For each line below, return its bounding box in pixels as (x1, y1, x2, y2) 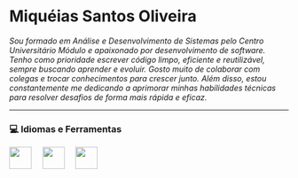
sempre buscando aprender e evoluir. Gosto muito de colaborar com (9, 64, 261, 74)
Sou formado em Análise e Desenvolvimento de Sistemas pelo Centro (9, 35, 264, 46)
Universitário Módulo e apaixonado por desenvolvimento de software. (9, 44, 266, 55)
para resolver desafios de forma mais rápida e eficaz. (9, 91, 208, 103)
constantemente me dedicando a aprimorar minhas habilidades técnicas (9, 82, 277, 93)
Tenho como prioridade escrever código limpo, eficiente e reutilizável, (9, 54, 265, 65)
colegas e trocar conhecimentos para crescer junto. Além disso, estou (9, 73, 267, 83)
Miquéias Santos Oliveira (9, 6, 197, 27)
